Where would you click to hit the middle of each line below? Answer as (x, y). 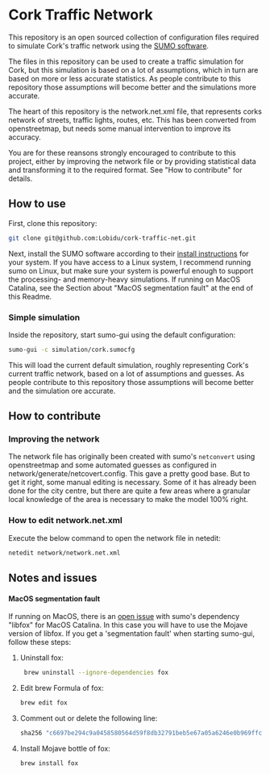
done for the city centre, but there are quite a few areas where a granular (130, 491)
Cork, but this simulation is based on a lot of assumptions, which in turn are (133, 69)
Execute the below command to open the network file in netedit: (115, 538)
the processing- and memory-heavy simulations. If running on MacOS (124, 279)
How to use (37, 204)
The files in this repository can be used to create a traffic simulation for (126, 61)
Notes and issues (53, 578)
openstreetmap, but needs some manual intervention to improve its (120, 128)
